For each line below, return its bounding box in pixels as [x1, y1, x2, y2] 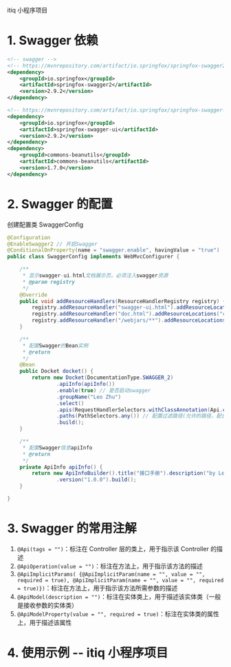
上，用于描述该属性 [16, 618, 72, 626]
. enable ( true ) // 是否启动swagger [56, 387, 151, 394]
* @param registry [22, 278, 76, 285]
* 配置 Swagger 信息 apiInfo [22, 444, 93, 451]
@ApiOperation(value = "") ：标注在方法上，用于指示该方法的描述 [16, 562, 203, 570]
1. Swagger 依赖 [7, 33, 98, 48]
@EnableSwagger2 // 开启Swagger [7, 240, 98, 247]
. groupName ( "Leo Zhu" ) [56, 393, 122, 400]
